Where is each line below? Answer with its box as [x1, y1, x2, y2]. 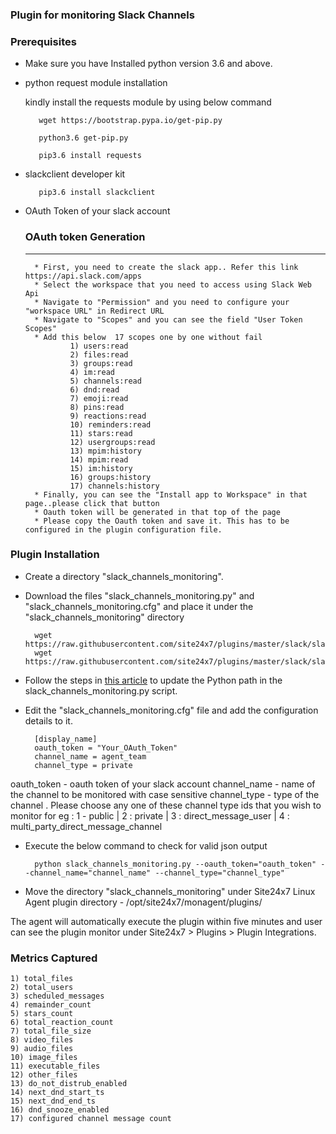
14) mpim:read [69, 454, 129, 465]
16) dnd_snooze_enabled [10, 1105, 110, 1115]
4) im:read [69, 367, 115, 377]
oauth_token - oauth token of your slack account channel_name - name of [10, 778, 316, 790]
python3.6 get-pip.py [38, 133, 129, 143]
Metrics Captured [10, 951, 98, 965]
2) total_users [10, 983, 74, 993]
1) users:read [69, 341, 129, 351]
